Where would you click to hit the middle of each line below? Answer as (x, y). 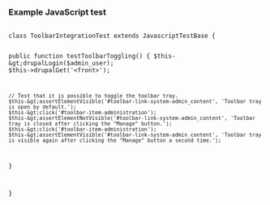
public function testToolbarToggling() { (79, 56)
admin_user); (92, 63)
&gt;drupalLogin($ (39, 63)
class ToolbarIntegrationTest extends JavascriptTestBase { (112, 36)
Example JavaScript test (58, 12)
